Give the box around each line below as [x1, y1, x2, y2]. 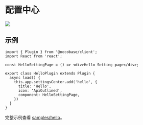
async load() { [9, 75, 41, 80]
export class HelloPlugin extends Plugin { [5, 71, 95, 76]
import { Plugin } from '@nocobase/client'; [5, 50, 97, 54]
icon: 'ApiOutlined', [18, 88, 63, 93]
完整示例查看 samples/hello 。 [5, 114, 65, 120]
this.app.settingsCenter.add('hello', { [14, 79, 97, 84]
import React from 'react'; [5, 53, 63, 59]
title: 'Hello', [18, 84, 51, 89]
